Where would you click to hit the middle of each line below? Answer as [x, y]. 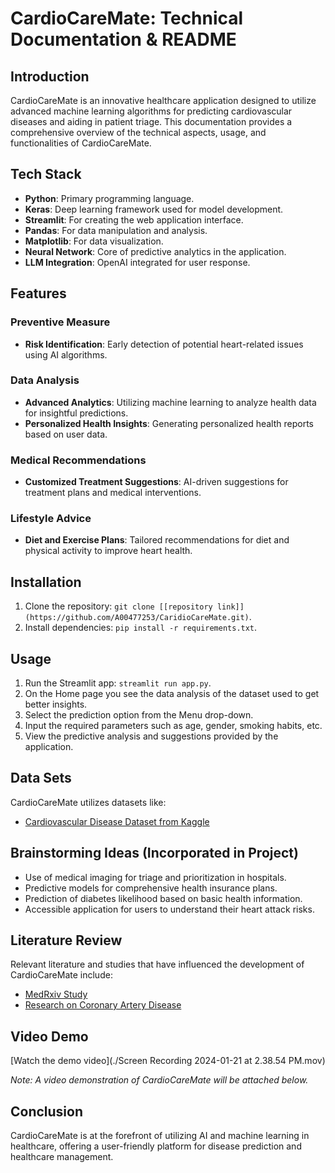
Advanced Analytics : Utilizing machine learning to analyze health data [170, 402]
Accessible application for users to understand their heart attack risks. [169, 909]
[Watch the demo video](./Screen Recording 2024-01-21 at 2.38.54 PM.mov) [168, 1061]
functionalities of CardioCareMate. [81, 143]
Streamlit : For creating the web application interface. [134, 219]
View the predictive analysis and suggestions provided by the [151, 736]
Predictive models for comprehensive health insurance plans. [151, 888]
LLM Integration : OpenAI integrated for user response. [137, 262]
